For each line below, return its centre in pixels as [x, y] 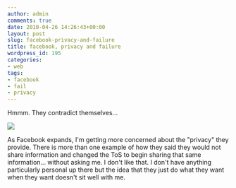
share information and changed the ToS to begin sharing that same [104, 155]
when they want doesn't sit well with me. [66, 177]
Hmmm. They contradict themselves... [63, 113]
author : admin [28, 14]
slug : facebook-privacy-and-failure [61, 40]
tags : [15, 73]
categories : [25, 60]
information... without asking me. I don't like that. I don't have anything [110, 163]
